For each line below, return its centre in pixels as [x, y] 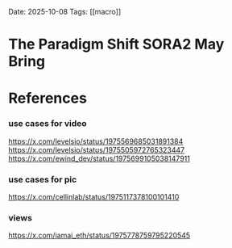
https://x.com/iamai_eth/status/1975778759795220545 [99, 235]
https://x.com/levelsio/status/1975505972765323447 [97, 149]
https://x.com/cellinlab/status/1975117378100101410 [94, 196]
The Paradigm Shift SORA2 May [116, 44]
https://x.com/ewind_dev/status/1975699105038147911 [99, 158]
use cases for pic [43, 179]
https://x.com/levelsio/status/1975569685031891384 [96, 141]
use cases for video [48, 124]
